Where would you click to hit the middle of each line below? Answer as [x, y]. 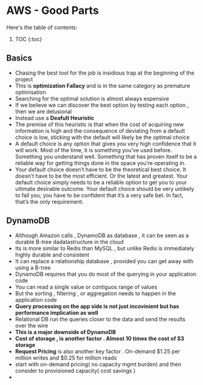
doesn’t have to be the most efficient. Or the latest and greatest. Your [101, 176]
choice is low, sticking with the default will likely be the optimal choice [102, 137]
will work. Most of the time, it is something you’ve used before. [94, 150]
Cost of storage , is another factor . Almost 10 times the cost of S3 [100, 338]
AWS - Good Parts [52, 11]
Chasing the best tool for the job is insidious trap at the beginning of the [105, 73]
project [24, 79]
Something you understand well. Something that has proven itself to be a [106, 156]
